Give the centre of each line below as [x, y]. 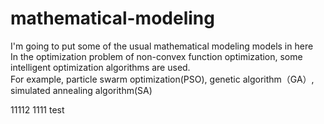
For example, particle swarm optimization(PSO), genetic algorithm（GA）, [162, 79]
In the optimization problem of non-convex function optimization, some [156, 56]
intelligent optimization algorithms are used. [100, 67]
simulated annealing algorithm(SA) [81, 90]
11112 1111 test [37, 109]
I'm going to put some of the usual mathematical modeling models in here [162, 46]
